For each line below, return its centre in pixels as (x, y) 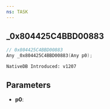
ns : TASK (17, 12)
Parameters (29, 85)
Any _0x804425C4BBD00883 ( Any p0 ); (50, 56)
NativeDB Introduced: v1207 (41, 67)
